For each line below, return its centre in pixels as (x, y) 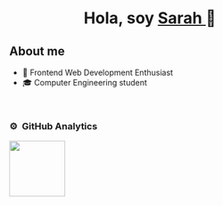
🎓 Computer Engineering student (84, 82)
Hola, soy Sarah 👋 (150, 18)
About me (37, 51)
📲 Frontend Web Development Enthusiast (98, 72)
